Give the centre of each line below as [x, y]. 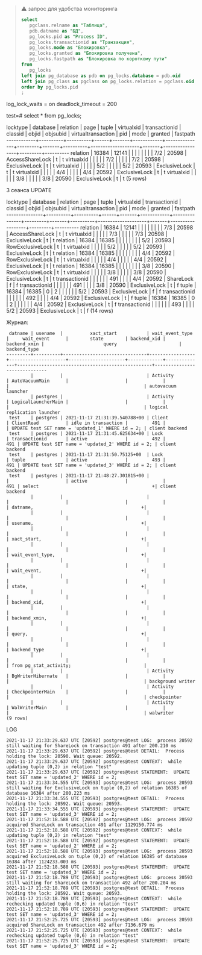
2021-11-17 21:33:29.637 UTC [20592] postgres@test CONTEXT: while [94, 762]
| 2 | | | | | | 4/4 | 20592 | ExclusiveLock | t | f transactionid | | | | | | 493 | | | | [100, 304]
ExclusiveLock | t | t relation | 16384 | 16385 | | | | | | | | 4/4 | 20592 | [90, 253]
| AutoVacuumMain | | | [86, 381]
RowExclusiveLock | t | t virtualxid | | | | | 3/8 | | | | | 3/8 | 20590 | [86, 272]
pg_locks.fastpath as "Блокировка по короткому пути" [98, 59]
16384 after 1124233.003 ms [42, 862]
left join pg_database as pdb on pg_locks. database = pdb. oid [101, 76]
